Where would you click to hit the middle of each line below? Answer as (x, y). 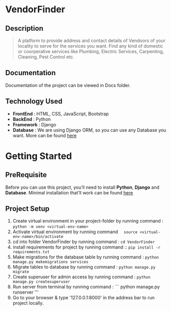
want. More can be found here (44, 135)
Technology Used (34, 102)
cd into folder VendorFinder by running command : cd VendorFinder (84, 242)
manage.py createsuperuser (41, 282)
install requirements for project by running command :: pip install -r (87, 247)
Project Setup (28, 209)
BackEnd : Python (32, 119)
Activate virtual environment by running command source (75, 232)
